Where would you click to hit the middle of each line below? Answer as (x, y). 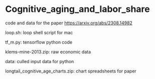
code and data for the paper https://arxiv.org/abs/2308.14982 (69, 23)
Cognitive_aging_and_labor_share (78, 9)
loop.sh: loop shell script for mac (39, 32)
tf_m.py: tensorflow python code (39, 42)
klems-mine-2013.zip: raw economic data (48, 52)
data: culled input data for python (40, 61)
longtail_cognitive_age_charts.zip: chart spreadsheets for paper (71, 71)
